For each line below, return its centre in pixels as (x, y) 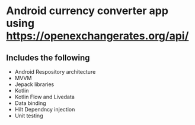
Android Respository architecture (55, 72)
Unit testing (29, 116)
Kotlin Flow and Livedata (45, 97)
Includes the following (48, 57)
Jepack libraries (34, 84)
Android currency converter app (87, 11)
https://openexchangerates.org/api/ (97, 36)
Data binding (30, 103)
